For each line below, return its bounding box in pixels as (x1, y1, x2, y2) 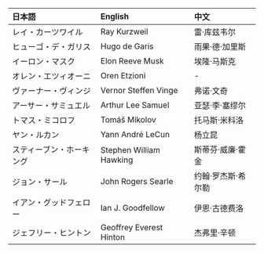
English (101, 11, 130, 22)
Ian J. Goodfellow (101, 203, 165, 213)
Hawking (101, 154, 134, 165)
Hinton (101, 232, 126, 242)
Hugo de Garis (101, 41, 154, 52)
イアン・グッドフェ (12, 197, 83, 208)
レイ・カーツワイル (12, 27, 83, 38)
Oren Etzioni (101, 70, 146, 81)
